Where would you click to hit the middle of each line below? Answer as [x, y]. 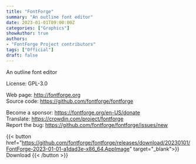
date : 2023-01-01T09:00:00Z [41, 22]
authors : [17, 39]
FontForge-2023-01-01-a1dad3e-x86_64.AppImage [68, 149]
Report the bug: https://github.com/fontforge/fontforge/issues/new [87, 125]
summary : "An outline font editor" [50, 17]
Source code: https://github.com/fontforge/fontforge [70, 101]
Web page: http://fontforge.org [43, 95]
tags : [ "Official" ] [30, 50]
